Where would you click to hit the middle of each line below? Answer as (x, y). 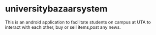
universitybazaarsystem (56, 9)
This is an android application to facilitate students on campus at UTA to (78, 22)
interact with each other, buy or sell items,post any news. (63, 27)
